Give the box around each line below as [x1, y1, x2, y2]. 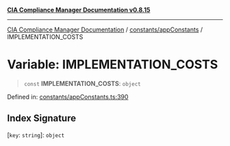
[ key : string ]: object [7, 130, 65, 139]
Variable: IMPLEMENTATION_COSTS [7, 57, 218, 73]
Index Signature [7, 112, 77, 124]
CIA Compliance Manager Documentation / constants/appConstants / [7, 25, 203, 34]
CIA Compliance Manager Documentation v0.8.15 [7, 6, 151, 14]
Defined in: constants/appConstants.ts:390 [7, 93, 129, 101]
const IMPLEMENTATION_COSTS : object [23, 79, 142, 88]
